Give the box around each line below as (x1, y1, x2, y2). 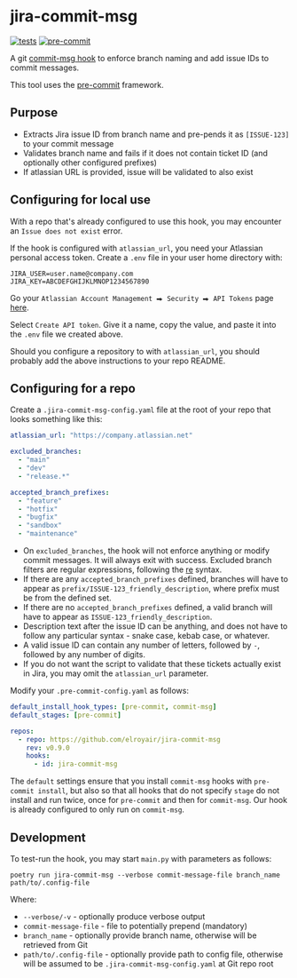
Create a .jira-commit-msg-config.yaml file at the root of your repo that (10, 404, 271, 415)
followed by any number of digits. (22, 649, 145, 659)
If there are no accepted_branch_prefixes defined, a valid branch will (22, 602, 273, 612)
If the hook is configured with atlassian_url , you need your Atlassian (10, 243, 264, 253)
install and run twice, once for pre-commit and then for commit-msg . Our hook (10, 795, 287, 806)
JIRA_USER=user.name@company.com (10, 269, 134, 278)
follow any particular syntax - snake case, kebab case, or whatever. (22, 631, 270, 640)
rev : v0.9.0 (26, 743, 70, 752)
